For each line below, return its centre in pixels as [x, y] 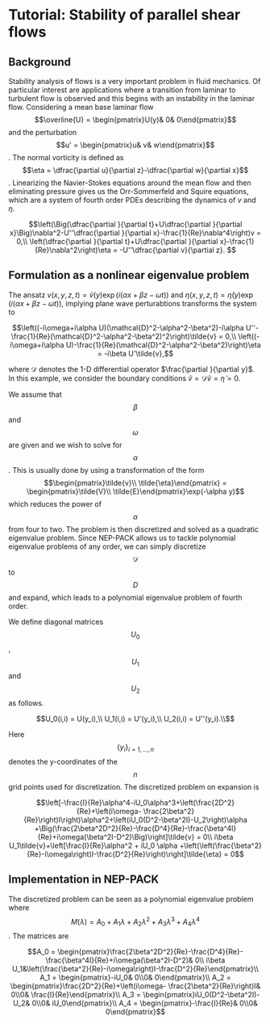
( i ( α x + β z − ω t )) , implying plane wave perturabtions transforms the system [133, 303]
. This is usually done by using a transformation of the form [106, 470]
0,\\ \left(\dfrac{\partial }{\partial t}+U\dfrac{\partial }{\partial [117, 241]
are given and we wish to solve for [65, 445]
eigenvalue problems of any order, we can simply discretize [107, 546]
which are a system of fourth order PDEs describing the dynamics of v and [132, 200]
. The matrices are [39, 936]
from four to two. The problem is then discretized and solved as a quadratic [134, 529]
